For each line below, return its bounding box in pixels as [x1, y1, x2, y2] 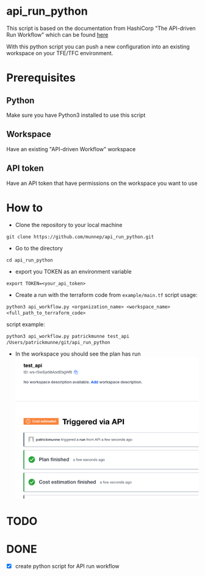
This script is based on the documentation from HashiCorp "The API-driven [6, 24, 196, 32]
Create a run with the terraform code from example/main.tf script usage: [15, 291, 198, 298]
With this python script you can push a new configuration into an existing [6, 43, 190, 50]
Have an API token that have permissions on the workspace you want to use [6, 179, 198, 187]
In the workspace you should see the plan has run [15, 350, 141, 357]
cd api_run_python [6, 257, 53, 263]
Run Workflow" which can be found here [6, 31, 109, 38]
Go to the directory [15, 244, 63, 252]
